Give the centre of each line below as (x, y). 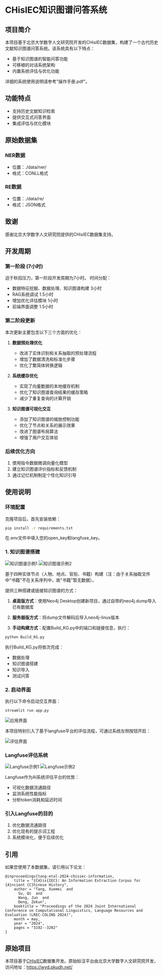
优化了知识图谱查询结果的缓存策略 (54, 392)
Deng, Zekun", (32, 902)
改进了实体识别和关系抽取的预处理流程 (58, 353)
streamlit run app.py (27, 710)
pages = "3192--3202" (36, 928)
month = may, (27, 919)
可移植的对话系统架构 (33, 65)
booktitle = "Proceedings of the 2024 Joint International (75, 906)
